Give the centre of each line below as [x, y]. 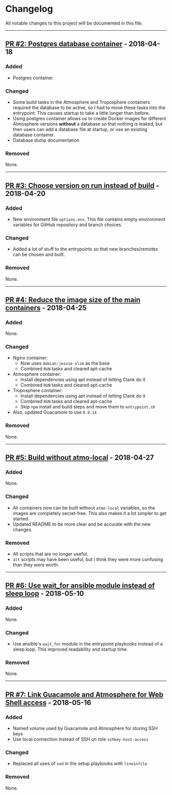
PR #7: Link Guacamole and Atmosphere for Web [84, 694]
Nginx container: [30, 358]
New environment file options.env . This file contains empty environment [89, 219]
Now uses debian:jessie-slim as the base [65, 363]
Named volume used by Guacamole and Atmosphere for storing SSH [85, 728]
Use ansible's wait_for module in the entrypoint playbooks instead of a [88, 644]
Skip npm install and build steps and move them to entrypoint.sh [88, 407]
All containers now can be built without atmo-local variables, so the [84, 508]
